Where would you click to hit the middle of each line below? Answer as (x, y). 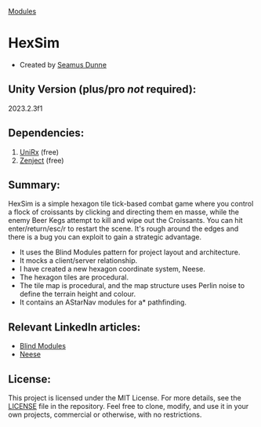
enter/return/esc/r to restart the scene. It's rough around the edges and (123, 229)
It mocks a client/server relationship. (78, 261)
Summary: (34, 185)
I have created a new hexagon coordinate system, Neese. (112, 269)
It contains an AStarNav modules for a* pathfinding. (103, 302)
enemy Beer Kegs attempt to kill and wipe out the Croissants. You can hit (125, 221)
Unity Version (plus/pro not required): (102, 89)
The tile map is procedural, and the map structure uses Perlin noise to (132, 286)
